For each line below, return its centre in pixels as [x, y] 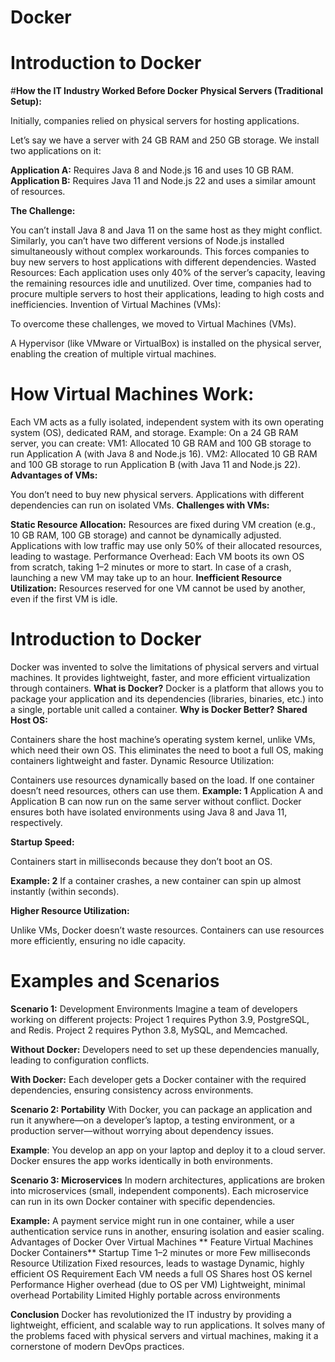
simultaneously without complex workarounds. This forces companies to [160, 252]
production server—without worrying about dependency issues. [142, 1130]
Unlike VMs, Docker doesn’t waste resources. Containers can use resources [167, 930]
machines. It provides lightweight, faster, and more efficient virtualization [160, 677]
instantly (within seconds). [65, 891]
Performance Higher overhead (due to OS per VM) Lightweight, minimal [158, 1284]
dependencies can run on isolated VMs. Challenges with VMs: [140, 505]
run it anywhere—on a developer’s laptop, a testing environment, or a [152, 1120]
